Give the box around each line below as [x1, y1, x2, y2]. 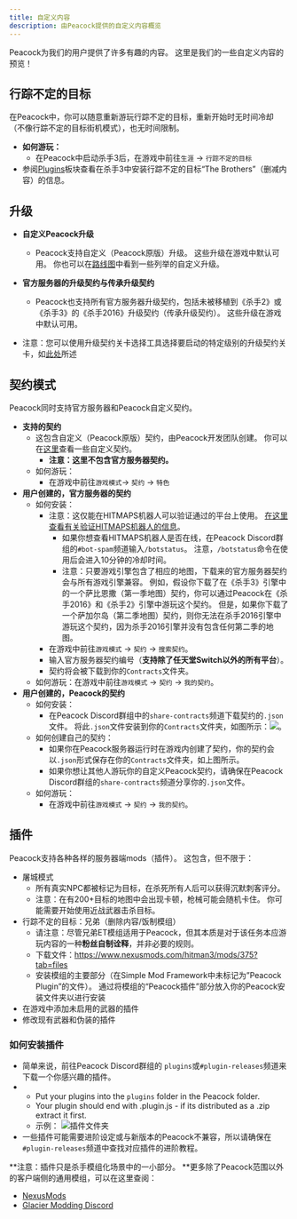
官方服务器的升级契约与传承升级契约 [21, 277, 155, 289]
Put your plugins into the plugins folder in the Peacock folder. [35, 1091, 260, 1102]
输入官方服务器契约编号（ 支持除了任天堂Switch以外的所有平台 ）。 [48, 654, 289, 665]
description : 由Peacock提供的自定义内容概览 [9, 21, 161, 30]
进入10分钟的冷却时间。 [85, 554, 171, 565]
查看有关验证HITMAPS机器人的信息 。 [48, 521, 185, 531]
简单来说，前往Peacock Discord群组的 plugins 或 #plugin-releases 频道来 [21, 1061, 287, 1072]
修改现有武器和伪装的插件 [21, 1014, 116, 1024]
